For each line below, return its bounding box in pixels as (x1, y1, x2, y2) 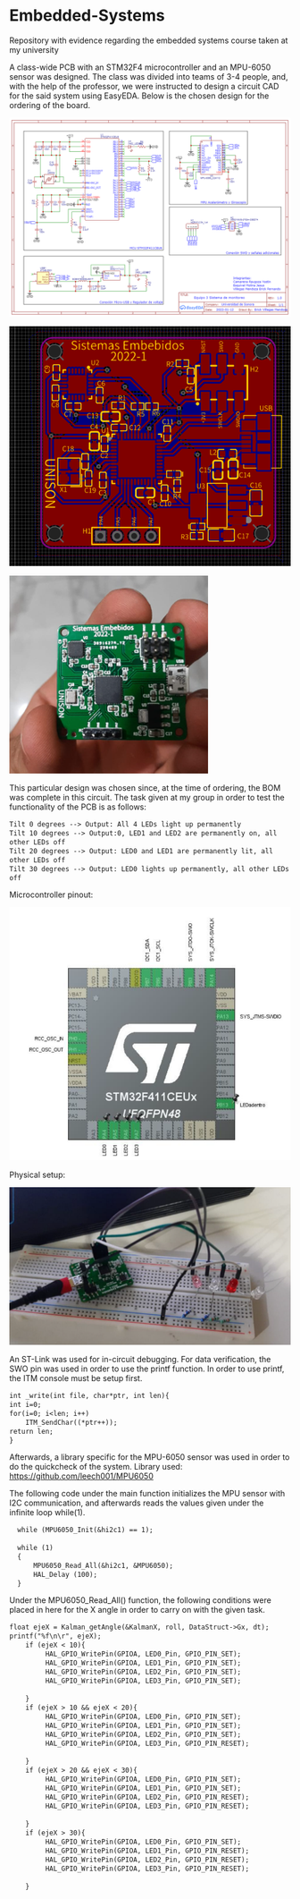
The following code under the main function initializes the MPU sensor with (9, 1488, 286, 1499)
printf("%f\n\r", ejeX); (9, 1632, 102, 1641)
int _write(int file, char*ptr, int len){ (9, 1392, 170, 1401)
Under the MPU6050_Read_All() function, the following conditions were (9, 1595, 272, 1606)
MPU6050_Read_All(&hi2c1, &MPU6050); (32, 1562, 174, 1571)
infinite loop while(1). (9, 1507, 86, 1518)
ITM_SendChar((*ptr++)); (25, 1419, 118, 1428)
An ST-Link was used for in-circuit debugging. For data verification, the (9, 1354, 271, 1365)
